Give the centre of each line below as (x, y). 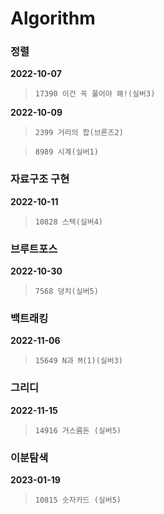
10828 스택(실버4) (68, 222)
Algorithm (53, 18)
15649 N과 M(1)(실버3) (78, 361)
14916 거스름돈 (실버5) (78, 430)
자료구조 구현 (40, 179)
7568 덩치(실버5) (66, 292)
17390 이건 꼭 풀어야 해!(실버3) (95, 94)
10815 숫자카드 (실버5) (78, 500)
